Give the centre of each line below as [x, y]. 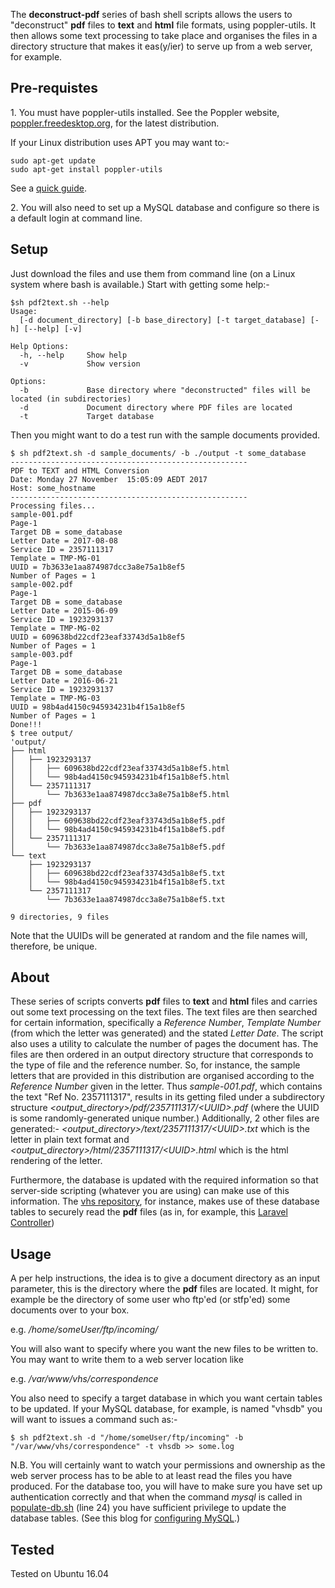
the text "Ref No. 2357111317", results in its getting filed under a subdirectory [167, 1097]
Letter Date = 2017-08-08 [64, 540]
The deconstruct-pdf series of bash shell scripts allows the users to [151, 14]
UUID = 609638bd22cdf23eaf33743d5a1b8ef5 [98, 637]
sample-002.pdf [42, 584]
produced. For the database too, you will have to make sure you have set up [166, 1486]
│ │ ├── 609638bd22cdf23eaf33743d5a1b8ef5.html [120, 768]
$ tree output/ [42, 733]
